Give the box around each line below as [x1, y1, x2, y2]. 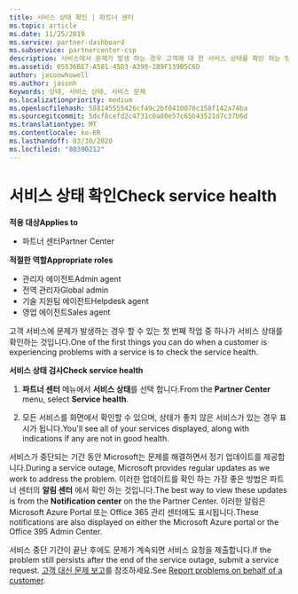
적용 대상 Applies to [9, 216, 78, 227]
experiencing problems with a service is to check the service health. [9, 347, 259, 357]
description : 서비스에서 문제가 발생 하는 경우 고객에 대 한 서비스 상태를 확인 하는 [9, 54, 281, 63]
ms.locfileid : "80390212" [9, 145, 105, 153]
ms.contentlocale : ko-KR [9, 129, 101, 137]
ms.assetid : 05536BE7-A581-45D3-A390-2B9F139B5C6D [9, 63, 200, 72]
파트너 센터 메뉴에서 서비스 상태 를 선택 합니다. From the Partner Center [21, 383, 271, 395]
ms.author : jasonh [9, 79, 77, 88]
